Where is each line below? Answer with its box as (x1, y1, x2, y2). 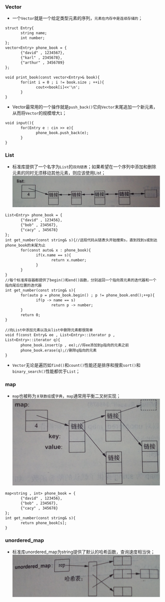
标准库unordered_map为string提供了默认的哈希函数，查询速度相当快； (12, 549, 155, 555)
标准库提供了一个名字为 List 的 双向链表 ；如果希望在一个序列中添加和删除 (12, 164, 157, 170)
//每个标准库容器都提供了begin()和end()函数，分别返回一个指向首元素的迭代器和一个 (5, 278, 157, 283)
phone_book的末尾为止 (5, 243, 46, 248)
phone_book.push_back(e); (36, 131, 89, 136)
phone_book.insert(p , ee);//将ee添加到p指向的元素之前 (20, 343, 129, 348)
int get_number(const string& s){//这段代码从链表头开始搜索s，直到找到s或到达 (5, 238, 158, 243)
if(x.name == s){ (36, 253, 71, 258)
